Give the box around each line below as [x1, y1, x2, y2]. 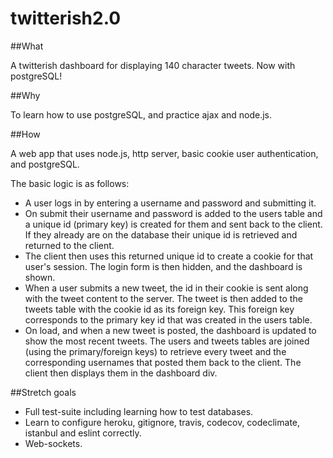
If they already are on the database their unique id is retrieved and [24, 228, 298, 241]
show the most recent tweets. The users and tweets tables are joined [24, 335, 310, 347]
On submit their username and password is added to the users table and [24, 207, 323, 219]
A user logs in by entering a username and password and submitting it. [24, 197, 317, 209]
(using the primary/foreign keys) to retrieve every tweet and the [24, 345, 287, 357]
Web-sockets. [24, 437, 83, 449]
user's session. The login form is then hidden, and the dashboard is [24, 260, 303, 272]
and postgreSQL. [10, 158, 80, 170]
